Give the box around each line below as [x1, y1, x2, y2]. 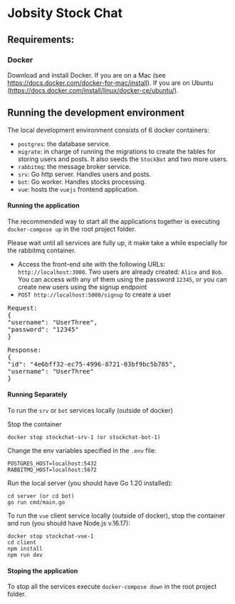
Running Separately [7, 390, 68, 399]
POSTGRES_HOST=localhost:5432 [7, 460, 98, 468]
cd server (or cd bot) [7, 493, 75, 500]
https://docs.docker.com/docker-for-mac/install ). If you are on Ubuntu [7, 78, 214, 87]
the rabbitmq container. [7, 246, 76, 255]
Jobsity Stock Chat [7, 5, 123, 21]
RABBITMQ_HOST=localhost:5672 [7, 466, 98, 474]
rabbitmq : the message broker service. [17, 162, 131, 170]
